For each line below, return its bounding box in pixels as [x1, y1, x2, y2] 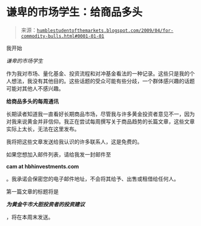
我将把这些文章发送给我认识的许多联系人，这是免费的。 [6, 138, 142, 145]
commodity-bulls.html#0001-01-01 [20, 33, 105, 39]
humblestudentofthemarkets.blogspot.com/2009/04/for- [36, 28, 173, 34]
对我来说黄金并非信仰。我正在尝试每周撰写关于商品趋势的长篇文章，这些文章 [6, 117, 195, 125]
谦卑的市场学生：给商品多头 [6, 5, 143, 19]
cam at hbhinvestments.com [6, 162, 80, 170]
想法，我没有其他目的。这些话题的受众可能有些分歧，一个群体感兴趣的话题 [11, 77, 195, 85]
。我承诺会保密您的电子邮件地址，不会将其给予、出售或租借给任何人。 [6, 175, 179, 182]
